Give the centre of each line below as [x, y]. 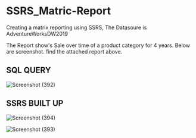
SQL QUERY [29, 70]
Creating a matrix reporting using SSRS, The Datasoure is [77, 27]
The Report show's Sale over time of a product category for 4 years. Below [98, 45]
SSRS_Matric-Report [59, 11]
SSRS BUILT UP [35, 103]
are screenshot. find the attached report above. [64, 51]
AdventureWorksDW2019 [37, 33]
